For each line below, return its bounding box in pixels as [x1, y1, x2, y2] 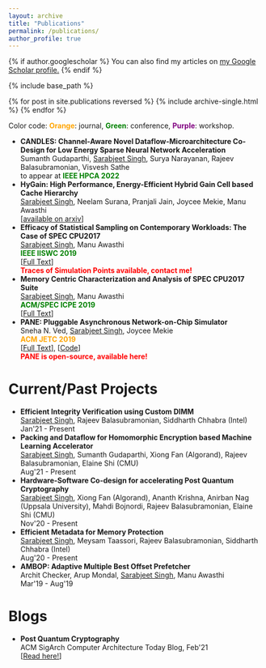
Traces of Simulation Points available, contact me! [19, 266, 192, 275]
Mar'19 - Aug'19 [19, 579, 74, 589]
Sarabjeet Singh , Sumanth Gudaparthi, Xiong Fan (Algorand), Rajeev [19, 450, 248, 460]
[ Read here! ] [19, 651, 62, 661]
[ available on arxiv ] [19, 214, 84, 223]
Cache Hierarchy [19, 188, 78, 198]
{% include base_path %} [8, 81, 94, 91]
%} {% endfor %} [8, 105, 67, 115]
